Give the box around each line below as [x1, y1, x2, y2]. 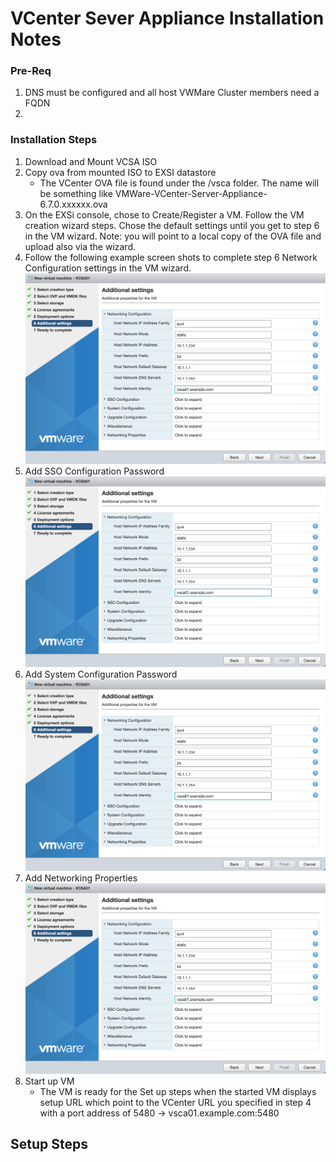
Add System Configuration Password [24, 668, 178, 681]
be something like [39, 187, 113, 199]
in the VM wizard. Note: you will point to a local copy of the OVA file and [24, 230, 322, 242]
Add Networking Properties [24, 872, 138, 884]
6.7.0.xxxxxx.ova [39, 198, 108, 210]
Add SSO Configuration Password [24, 465, 165, 477]
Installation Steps [10, 133, 98, 147]
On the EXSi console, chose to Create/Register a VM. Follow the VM [24, 208, 305, 221]
